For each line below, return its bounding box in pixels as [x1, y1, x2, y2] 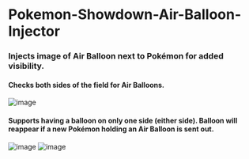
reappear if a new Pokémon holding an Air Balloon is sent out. [8, 124, 215, 134]
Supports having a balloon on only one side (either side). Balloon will [8, 115, 238, 125]
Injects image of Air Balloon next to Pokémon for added [8, 51, 224, 62]
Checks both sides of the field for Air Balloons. [8, 80, 164, 89]
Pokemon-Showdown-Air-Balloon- [8, 6, 242, 24]
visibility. [8, 61, 45, 72]
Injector [8, 22, 61, 40]
